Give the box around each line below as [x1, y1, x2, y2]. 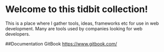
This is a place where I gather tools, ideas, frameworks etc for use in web [5, 20, 159, 26]
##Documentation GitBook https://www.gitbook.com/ [5, 40, 117, 46]
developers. [5, 31, 31, 37]
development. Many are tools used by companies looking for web [5, 25, 143, 31]
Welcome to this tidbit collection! [5, 4, 148, 15]
